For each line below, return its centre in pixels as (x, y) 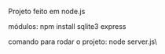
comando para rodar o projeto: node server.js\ (82, 41)
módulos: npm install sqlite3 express (67, 26)
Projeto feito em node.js (47, 11)
